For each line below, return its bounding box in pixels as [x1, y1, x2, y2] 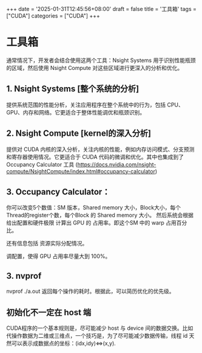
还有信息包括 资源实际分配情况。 [6, 240, 88, 247]
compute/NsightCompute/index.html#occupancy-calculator [6, 167, 156, 175]
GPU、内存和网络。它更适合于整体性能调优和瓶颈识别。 [6, 108, 146, 116]
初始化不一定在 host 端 [6, 307, 92, 318]
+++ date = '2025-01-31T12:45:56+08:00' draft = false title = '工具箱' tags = [6, 5, 197, 12]
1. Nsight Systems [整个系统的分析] [6, 84, 140, 94]
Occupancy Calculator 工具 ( [6, 161, 78, 168]
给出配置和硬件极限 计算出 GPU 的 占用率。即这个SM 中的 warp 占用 [6, 219, 177, 226]
